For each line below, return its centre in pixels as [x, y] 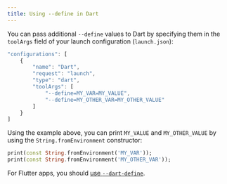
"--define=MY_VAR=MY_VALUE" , [87, 93]
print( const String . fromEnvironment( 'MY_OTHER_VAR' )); [89, 160]
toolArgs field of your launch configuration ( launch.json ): [90, 41]
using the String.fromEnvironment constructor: [75, 140]
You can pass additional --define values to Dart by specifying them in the [114, 34]
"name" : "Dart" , [56, 67]
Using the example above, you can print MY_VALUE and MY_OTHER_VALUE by [112, 133]
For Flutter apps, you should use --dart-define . [76, 173]
